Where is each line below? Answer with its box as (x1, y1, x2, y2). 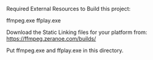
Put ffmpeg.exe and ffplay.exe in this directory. (6, 47, 124, 54)
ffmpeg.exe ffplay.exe (6, 17, 61, 24)
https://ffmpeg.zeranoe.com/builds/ (6, 35, 96, 42)
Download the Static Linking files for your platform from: (6, 28, 148, 36)
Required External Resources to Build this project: (6, 5, 131, 12)
